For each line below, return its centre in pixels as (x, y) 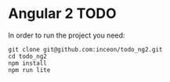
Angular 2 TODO (62, 14)
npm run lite (29, 70)
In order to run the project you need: (67, 35)
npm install (27, 63)
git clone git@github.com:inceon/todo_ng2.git (85, 49)
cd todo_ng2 (27, 56)
